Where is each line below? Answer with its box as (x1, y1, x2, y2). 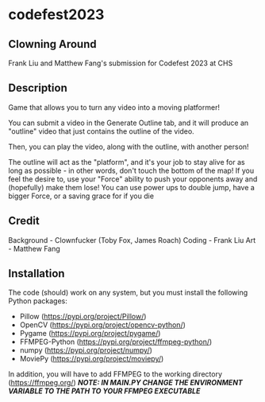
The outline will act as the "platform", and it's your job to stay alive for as (8, 157, 245, 166)
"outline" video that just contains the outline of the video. (8, 126, 194, 136)
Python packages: (8, 296, 67, 306)
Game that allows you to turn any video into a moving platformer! (8, 102, 221, 112)
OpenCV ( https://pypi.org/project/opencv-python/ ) (19, 320, 186, 330)
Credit (8, 214, 40, 228)
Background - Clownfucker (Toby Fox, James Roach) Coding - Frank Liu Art (8, 235, 256, 244)
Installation (8, 267, 65, 280)
